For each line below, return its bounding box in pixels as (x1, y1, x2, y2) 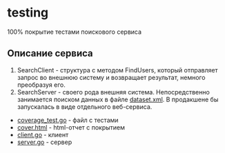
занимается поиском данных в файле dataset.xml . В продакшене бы (17, 95, 219, 103)
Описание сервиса (7, 48, 93, 59)
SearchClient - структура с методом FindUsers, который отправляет (17, 65, 219, 74)
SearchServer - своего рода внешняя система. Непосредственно (17, 88, 211, 96)
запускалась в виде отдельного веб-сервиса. (17, 102, 153, 111)
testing (7, 5, 49, 21)
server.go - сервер (17, 138, 72, 146)
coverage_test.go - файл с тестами (17, 116, 119, 124)
